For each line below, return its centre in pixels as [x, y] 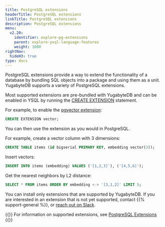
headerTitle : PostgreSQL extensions [43, 14]
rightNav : [15, 51]
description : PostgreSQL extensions [43, 24]
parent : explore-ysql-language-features [57, 42]
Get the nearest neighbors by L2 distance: [48, 175]
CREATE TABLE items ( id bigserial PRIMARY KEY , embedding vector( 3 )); [80, 147]
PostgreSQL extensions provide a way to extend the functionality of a [77, 75]
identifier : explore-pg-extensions [51, 38]
